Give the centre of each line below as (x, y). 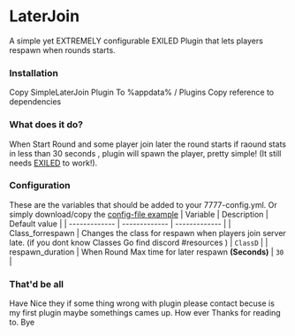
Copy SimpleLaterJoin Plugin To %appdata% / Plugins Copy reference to (142, 92)
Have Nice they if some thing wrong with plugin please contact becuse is (142, 303)
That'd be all (37, 284)
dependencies (35, 102)
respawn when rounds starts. (63, 50)
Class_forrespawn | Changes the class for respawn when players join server (148, 233)
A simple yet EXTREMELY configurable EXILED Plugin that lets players (136, 41)
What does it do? (46, 125)
